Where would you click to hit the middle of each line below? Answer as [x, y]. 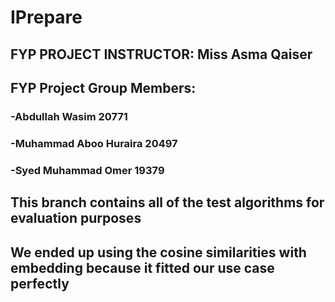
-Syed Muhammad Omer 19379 [87, 170]
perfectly [40, 283]
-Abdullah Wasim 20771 [69, 116]
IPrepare [46, 17]
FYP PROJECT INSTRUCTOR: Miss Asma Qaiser [161, 54]
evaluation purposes [76, 218]
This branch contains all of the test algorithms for [167, 202]
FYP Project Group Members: [103, 87]
